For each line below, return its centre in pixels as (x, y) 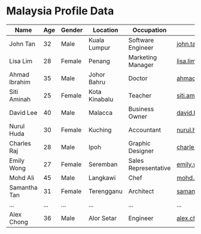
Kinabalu (101, 99)
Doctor (138, 78)
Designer (141, 151)
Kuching (100, 130)
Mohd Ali (22, 178)
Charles (20, 143)
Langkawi (102, 178)
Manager (141, 65)
